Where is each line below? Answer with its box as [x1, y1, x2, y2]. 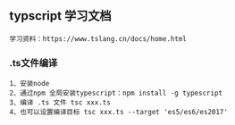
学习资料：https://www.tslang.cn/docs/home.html [9, 34, 188, 43]
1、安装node [9, 79, 50, 88]
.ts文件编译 [9, 56, 58, 69]
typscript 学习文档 [9, 8, 112, 24]
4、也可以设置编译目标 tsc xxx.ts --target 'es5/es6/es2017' [9, 108, 228, 117]
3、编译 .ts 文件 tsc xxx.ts [9, 98, 112, 107]
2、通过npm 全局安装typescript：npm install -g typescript [9, 88, 223, 98]
